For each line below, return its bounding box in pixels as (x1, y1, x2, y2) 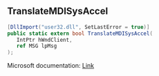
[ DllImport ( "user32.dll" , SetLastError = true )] (7, 23, 150, 30)
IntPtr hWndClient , (16, 36, 73, 43)
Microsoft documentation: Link (7, 62, 95, 70)
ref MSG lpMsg (16, 42, 57, 50)
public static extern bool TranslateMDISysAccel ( (7, 30, 153, 37)
